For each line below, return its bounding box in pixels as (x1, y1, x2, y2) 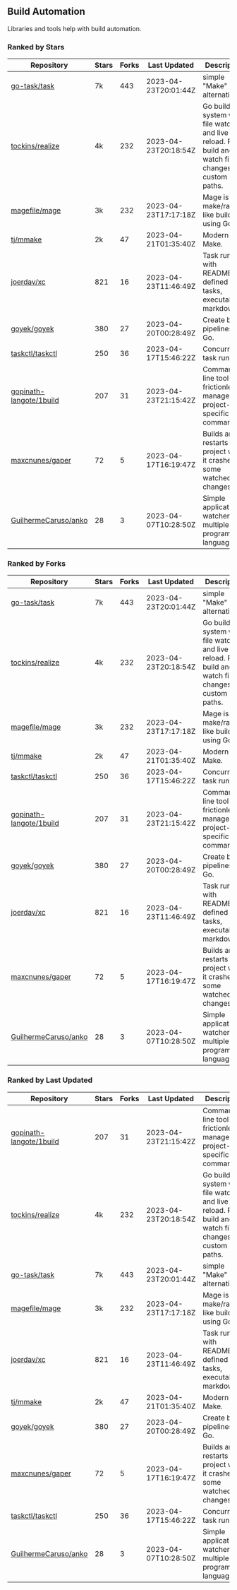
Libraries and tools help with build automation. (7, 24, 142, 32)
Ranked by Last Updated (7, 1075, 93, 1085)
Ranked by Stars (7, 42, 65, 52)
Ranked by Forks (7, 559, 66, 569)
